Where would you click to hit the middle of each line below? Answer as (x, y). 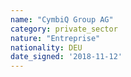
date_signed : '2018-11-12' (66, 57)
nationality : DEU (46, 47)
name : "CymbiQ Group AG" (62, 19)
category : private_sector (64, 29)
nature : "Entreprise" (55, 38)
